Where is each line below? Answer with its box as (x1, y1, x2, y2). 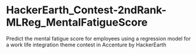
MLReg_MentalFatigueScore (6, 16, 148, 29)
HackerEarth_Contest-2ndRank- (6, 3, 167, 17)
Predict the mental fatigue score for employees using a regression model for (6, 35, 191, 42)
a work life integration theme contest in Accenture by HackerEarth (6, 41, 167, 48)
